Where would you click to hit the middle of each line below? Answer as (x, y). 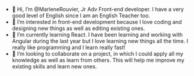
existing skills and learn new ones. (54, 66)
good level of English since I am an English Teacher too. (81, 16)
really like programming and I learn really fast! (68, 47)
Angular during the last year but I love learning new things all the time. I (100, 41)
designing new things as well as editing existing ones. (78, 28)
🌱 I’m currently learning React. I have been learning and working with (97, 35)
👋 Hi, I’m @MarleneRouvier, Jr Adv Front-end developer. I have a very (98, 9)
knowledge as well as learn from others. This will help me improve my (98, 60)
